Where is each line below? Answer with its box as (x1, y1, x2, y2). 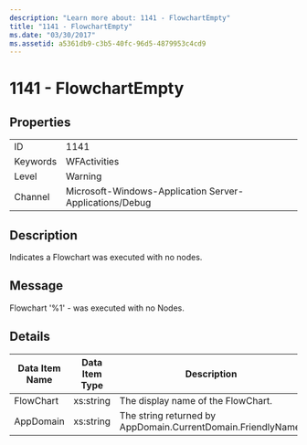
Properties (9, 114, 71, 130)
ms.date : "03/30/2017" (9, 30, 96, 39)
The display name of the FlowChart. (119, 394, 272, 407)
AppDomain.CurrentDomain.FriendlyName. (119, 420, 303, 433)
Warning (65, 170, 102, 183)
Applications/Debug (65, 196, 152, 209)
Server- (208, 185, 244, 197)
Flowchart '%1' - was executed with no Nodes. (9, 302, 185, 313)
